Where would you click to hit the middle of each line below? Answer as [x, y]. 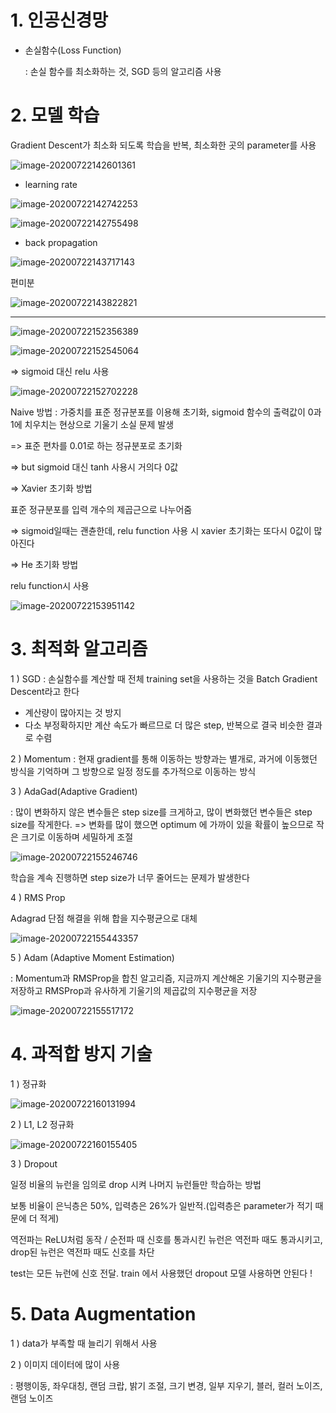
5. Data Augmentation [103, 1313]
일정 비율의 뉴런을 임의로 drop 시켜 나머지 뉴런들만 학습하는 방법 [136, 1184]
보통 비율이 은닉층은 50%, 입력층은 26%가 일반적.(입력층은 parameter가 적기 [161, 1205]
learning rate [51, 184]
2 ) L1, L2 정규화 [42, 1124]
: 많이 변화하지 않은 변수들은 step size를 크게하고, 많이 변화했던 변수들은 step [161, 812]
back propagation [61, 242]
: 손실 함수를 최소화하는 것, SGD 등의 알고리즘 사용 [123, 71]
